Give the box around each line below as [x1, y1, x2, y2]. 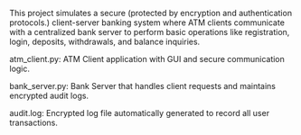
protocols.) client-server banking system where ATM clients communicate [9, 17, 285, 28]
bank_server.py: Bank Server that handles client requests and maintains [9, 81, 276, 91]
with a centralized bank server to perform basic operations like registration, [9, 27, 290, 37]
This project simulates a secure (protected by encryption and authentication [9, 8, 292, 18]
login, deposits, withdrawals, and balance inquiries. [9, 36, 201, 47]
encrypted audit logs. [9, 90, 89, 101]
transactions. [9, 117, 59, 128]
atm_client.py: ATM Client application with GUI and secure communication [9, 54, 285, 64]
